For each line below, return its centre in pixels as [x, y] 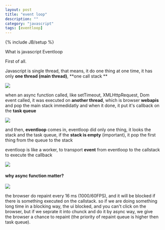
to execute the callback [29, 155]
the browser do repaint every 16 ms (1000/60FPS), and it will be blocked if [80, 196]
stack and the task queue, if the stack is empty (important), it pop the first [81, 135]
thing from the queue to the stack [39, 140]
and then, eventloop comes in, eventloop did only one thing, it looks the [78, 130]
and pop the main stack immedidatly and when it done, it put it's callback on [82, 106]
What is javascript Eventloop [34, 52]
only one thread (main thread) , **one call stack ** [56, 76]
